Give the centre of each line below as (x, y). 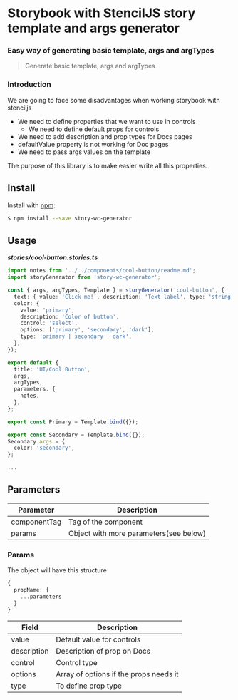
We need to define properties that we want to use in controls (107, 121)
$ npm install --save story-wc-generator (70, 218)
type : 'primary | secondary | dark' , (76, 336)
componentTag (36, 522)
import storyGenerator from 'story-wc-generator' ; (84, 277)
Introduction (29, 85)
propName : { (32, 590)
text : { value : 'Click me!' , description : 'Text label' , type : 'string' (124, 297)
